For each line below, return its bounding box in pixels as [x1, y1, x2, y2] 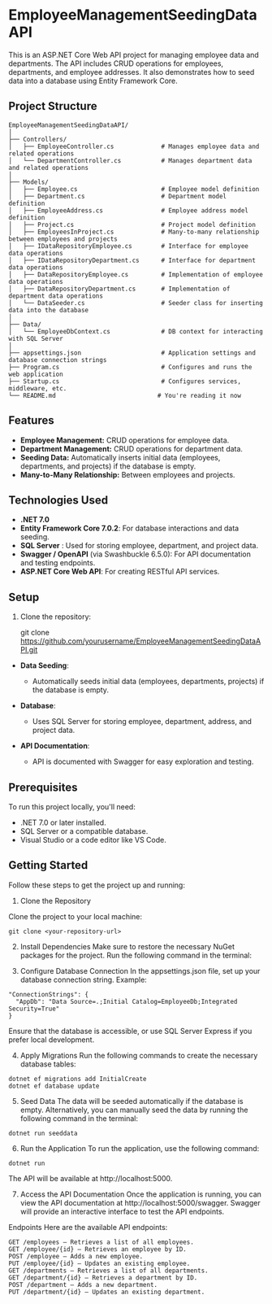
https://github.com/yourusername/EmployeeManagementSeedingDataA [19, 636, 261, 646]
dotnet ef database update [8, 1082, 100, 1090]
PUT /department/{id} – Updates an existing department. [8, 1288, 205, 1296]
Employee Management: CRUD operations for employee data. [19, 435, 230, 445]
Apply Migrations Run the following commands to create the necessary [19, 1050, 258, 1060]
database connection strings [8, 355, 107, 364]
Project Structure [8, 99, 97, 113]
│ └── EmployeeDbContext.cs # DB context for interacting [8, 327, 264, 335]
